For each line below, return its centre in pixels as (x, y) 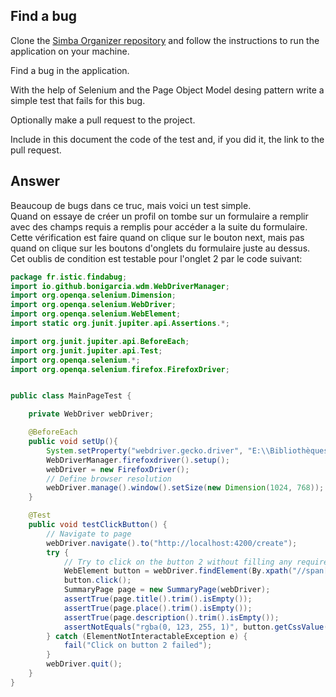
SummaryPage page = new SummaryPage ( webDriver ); (167, 590)
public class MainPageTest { (71, 396)
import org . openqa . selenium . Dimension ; (93, 295)
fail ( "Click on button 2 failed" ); (138, 645)
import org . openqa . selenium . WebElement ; (96, 314)
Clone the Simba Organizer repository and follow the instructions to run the (165, 40)
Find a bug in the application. (70, 70)
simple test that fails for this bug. (78, 100)
